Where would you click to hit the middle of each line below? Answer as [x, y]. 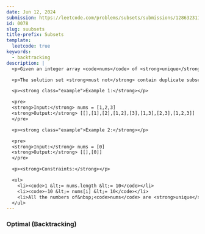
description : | [26, 63]
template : [19, 40]
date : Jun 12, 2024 [31, 12]
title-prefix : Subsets [35, 35]
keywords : [19, 52]
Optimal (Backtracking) [41, 224]
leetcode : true [31, 46]
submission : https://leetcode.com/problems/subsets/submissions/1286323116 [105, 18]
